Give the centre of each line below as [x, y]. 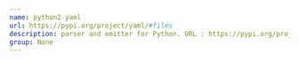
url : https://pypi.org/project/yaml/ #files [91, 26]
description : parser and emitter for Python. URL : [107, 34]
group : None [31, 42]
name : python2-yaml [45, 17]
